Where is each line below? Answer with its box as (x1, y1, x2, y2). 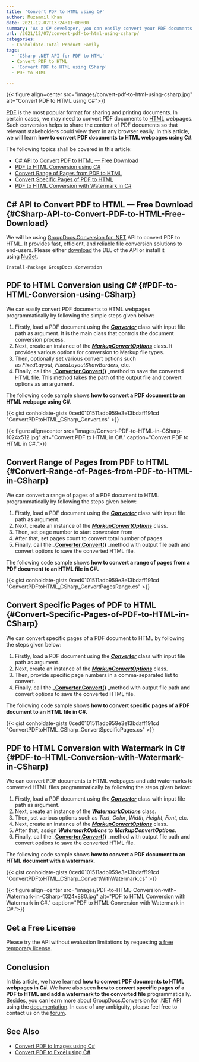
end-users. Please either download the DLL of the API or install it (6, 247, 165, 254)
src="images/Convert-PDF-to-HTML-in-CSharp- (63, 427, 183, 434)
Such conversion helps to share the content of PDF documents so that (6, 121, 178, 128)
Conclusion (6, 962, 50, 972)
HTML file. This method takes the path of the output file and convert (14, 374, 182, 381)
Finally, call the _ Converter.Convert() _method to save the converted (14, 367, 184, 374)
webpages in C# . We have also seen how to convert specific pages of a (6, 984, 185, 991)
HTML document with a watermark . (6, 857, 96, 865)
